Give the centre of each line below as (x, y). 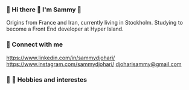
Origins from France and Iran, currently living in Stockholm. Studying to (94, 23)
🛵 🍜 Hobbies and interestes (47, 79)
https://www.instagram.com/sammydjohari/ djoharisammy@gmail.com (94, 64)
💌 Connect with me (35, 44)
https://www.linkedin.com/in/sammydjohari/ (61, 58)
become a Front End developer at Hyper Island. (65, 29)
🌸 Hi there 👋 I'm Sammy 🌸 (44, 10)
